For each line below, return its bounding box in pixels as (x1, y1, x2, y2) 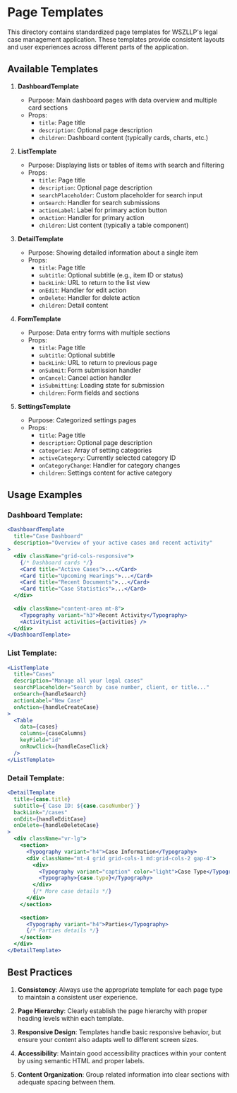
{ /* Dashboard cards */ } (20, 559, 93, 566)
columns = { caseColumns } (20, 730, 87, 737)
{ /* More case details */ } (32, 888, 112, 895)
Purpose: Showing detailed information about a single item (28, 248, 199, 257)
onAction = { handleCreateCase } (13, 703, 99, 711)
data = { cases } (20, 723, 59, 731)
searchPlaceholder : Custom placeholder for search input (38, 190, 203, 199)
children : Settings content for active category (38, 468, 173, 477)
